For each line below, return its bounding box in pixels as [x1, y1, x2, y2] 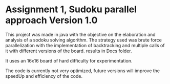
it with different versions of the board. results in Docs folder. [5, 48, 132, 54]
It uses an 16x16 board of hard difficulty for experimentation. [5, 57, 133, 64]
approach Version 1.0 [5, 14, 98, 26]
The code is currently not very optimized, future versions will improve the [5, 68, 160, 74]
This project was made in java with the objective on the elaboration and [5, 31, 156, 37]
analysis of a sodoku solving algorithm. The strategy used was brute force [5, 37, 162, 43]
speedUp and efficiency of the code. [5, 73, 83, 79]
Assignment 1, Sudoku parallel [5, 4, 137, 15]
